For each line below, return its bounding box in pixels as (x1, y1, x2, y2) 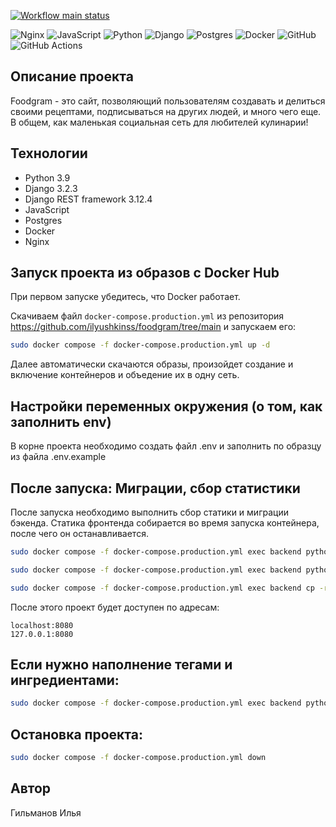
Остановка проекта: (10, 726, 143, 743)
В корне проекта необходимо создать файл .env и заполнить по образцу (10, 440, 322, 452)
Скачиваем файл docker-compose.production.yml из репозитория (10, 310, 285, 322)
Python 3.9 (24, 171, 71, 184)
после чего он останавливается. (10, 527, 149, 539)
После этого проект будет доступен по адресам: (10, 601, 220, 613)
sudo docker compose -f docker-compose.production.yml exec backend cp (10, 583, 315, 593)
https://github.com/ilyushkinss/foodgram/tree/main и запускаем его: (10, 321, 297, 333)
